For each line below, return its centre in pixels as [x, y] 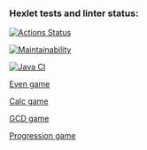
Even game [30, 84]
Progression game [43, 136]
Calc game [29, 101]
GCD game [29, 119]
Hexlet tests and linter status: [74, 13]
